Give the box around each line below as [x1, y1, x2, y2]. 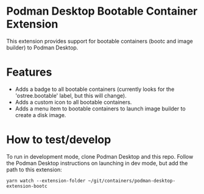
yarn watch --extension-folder [6, 178, 86, 184]
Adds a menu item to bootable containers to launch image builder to [15, 105, 186, 112]
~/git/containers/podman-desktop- [88, 178, 175, 184]
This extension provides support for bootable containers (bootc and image [6, 37, 193, 45]
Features [6, 65, 52, 79]
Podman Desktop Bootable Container [6, 4, 198, 18]
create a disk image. [15, 111, 66, 118]
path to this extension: [6, 166, 62, 173]
